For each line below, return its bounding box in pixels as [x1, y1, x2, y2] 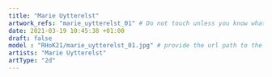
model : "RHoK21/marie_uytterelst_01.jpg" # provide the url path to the [8, 42, 263, 50]
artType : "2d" [8, 57, 57, 65]
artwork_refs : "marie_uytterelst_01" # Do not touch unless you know [8, 19, 249, 27]
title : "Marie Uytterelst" [8, 11, 100, 20]
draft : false [8, 34, 53, 43]
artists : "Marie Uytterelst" [8, 49, 107, 57]
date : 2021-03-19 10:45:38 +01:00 [8, 26, 125, 34]
